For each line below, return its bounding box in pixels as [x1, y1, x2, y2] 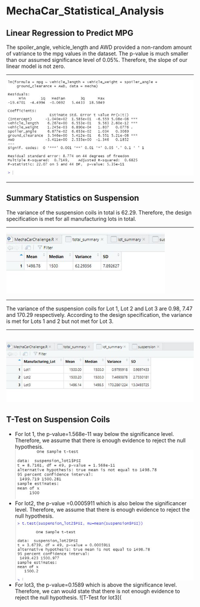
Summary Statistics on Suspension [6, 193, 139, 203]
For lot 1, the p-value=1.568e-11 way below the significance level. [14, 430, 174, 437]
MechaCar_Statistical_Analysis [6, 4, 164, 18]
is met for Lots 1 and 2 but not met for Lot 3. [6, 317, 114, 325]
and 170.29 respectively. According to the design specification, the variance [6, 311, 192, 318]
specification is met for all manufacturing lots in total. [6, 215, 137, 222]
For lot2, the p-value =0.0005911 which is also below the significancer [14, 499, 187, 507]
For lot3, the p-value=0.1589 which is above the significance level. [14, 581, 177, 588]
